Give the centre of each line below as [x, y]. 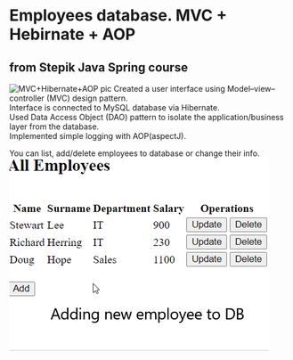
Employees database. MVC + [118, 16]
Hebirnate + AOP [73, 34]
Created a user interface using [169, 89]
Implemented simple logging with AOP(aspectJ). [98, 136]
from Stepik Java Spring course [99, 67]
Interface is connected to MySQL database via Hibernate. [114, 107]
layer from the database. [54, 127]
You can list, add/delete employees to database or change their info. [134, 153]
